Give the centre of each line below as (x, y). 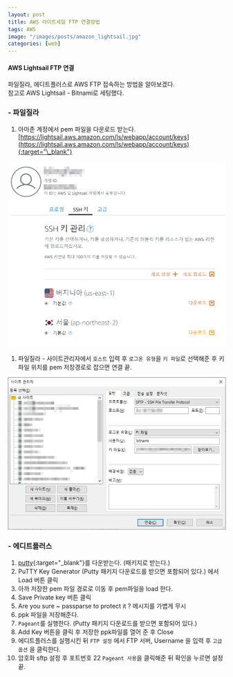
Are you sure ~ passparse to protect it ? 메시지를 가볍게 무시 (102, 606)
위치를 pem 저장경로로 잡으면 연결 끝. (81, 367)
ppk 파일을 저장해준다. (48, 614)
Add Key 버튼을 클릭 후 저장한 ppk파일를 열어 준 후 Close (96, 632)
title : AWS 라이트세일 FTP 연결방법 (54, 22)
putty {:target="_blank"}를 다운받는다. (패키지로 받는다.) (94, 562)
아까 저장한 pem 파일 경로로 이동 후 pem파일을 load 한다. (95, 588)
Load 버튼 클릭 (38, 580)
